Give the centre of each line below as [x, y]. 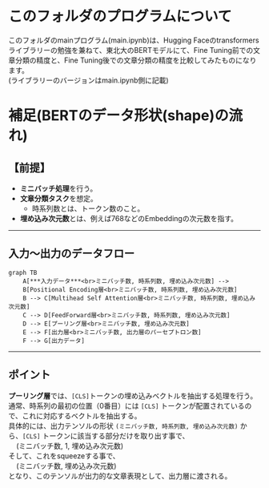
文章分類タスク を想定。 [58, 198]
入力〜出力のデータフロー [71, 254]
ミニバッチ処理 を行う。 [58, 188]
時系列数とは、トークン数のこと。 [88, 208]
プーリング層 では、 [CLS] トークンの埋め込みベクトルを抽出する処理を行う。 [133, 395]
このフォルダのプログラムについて [120, 16]
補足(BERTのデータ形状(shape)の [118, 116]
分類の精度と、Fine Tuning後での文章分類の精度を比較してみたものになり [136, 60]
